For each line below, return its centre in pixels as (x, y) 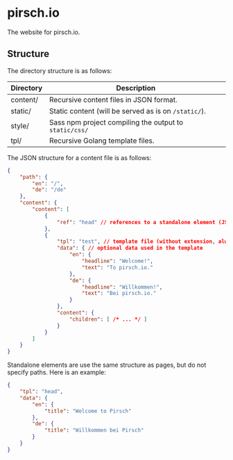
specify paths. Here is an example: (57, 372)
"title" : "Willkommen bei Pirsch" (94, 430)
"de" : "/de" (50, 190)
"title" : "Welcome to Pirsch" (88, 411)
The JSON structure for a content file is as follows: (79, 157)
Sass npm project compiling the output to (116, 122)
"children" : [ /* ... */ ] (108, 319)
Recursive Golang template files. (102, 141)
